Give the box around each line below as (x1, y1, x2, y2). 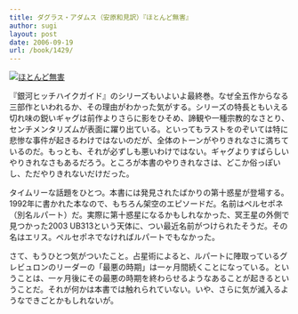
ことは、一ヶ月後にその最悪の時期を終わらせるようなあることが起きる (16, 273, 274, 284)
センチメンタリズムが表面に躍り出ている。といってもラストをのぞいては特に (9, 124, 289, 134)
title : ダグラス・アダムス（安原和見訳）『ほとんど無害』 (9, 12, 193, 22)
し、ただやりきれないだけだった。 (9, 168, 134, 179)
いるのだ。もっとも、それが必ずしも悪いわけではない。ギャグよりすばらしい (9, 146, 289, 157)
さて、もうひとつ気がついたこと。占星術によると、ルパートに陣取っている (9, 251, 280, 262)
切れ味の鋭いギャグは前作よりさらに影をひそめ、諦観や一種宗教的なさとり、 (9, 113, 290, 124)
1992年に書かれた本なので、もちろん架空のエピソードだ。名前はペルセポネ (9, 198, 284, 209)
